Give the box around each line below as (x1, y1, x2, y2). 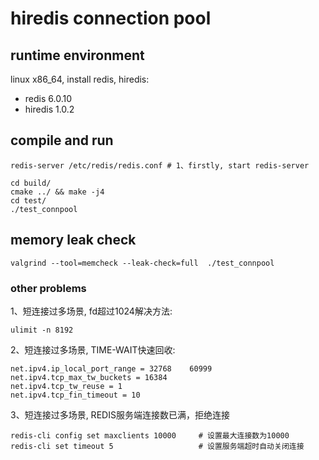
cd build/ (10, 178, 52, 188)
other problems (10, 281, 87, 295)
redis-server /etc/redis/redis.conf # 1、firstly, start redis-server (10, 160, 310, 171)
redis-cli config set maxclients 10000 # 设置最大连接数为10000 (10, 430, 290, 441)
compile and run (10, 132, 114, 149)
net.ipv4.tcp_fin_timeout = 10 (10, 390, 141, 400)
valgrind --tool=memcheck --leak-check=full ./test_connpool (10, 258, 275, 268)
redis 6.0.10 (24, 93, 73, 104)
